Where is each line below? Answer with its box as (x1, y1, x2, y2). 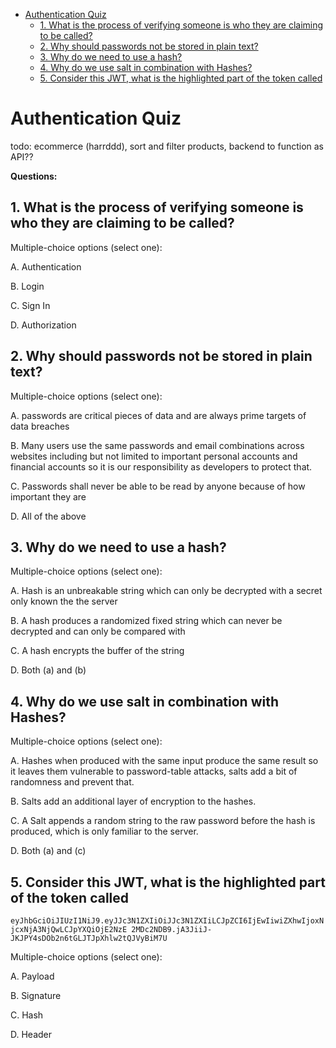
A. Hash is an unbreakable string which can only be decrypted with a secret (10, 585, 323, 597)
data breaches (10, 420, 70, 432)
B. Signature (10, 990, 62, 1001)
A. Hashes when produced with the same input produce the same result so (10, 755, 319, 767)
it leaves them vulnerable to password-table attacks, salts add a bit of (10, 765, 298, 778)
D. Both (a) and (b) (10, 664, 87, 676)
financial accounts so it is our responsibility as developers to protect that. (10, 460, 313, 473)
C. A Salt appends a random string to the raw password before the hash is (10, 815, 316, 827)
